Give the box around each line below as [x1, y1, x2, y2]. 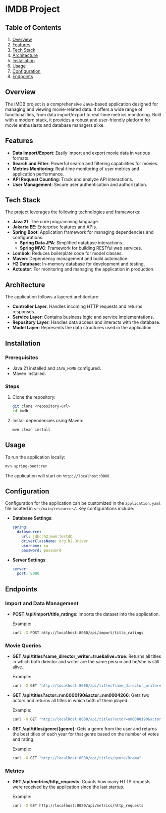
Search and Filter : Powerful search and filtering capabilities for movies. [12, 160, 159, 166]
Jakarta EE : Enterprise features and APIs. [12, 224, 98, 230]
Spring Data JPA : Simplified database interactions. [19, 240, 124, 246]
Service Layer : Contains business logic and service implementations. [12, 314, 155, 320]
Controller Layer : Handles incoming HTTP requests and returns [12, 303, 143, 309]
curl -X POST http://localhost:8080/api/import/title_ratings [12, 631, 144, 635]
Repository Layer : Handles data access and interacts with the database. [12, 319, 161, 325]
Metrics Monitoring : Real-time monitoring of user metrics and [12, 166, 140, 172]
